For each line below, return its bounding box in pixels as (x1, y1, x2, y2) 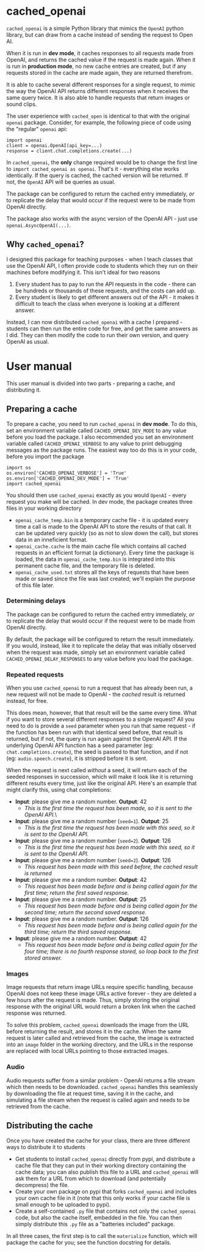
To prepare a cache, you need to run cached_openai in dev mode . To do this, (6, 420, 198, 427)
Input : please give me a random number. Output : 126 (15, 915, 149, 923)
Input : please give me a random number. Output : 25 (15, 896, 147, 903)
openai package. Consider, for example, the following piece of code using (6, 118, 191, 126)
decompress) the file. (15, 1181, 69, 1188)
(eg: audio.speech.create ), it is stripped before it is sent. (6, 755, 148, 762)
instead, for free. (6, 697, 49, 705)
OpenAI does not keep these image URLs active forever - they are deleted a (6, 990, 197, 997)
